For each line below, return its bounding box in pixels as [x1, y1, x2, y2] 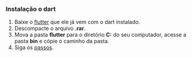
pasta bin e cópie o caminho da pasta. [14, 38, 109, 45]
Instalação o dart [5, 5, 56, 13]
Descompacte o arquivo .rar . [14, 25, 86, 32]
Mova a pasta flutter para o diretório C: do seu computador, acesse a [14, 31, 187, 38]
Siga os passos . [14, 44, 54, 51]
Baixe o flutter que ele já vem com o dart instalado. [14, 19, 140, 26]
